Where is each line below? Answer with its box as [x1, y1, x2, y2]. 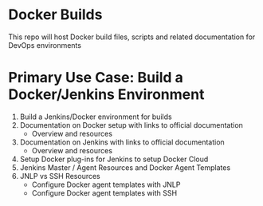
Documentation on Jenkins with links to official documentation [19, 137, 225, 147]
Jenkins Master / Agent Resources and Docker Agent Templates [19, 162, 231, 172]
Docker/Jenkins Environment [8, 85, 205, 104]
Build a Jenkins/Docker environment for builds [19, 112, 173, 121]
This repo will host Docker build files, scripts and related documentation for [8, 32, 256, 42]
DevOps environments [8, 40, 82, 50]
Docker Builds [8, 6, 103, 24]
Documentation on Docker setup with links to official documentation [19, 120, 243, 129]
